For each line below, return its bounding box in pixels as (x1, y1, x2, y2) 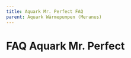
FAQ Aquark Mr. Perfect (6, 39, 125, 53)
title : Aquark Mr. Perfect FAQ (6, 8, 84, 15)
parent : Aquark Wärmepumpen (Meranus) (6, 14, 102, 20)
